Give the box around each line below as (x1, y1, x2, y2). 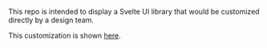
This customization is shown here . (8, 31, 122, 40)
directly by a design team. (8, 15, 95, 25)
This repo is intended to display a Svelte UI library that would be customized (8, 7, 260, 16)
